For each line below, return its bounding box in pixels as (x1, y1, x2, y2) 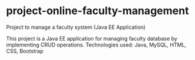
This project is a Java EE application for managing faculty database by (6, 35, 177, 42)
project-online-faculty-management (6, 4, 189, 18)
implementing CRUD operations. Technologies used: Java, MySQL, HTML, (6, 41, 187, 48)
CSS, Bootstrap (6, 47, 44, 54)
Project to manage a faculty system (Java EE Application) (6, 24, 146, 31)
